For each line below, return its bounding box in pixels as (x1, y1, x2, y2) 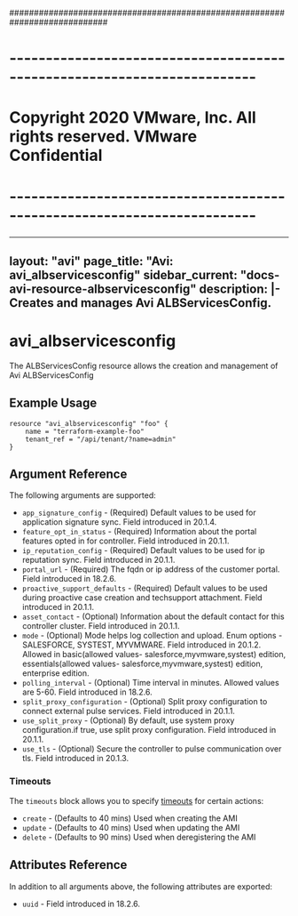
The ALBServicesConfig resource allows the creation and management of (9, 360, 278, 371)
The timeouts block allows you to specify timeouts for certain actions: (9, 795, 264, 806)
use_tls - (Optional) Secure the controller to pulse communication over (21, 743, 282, 754)
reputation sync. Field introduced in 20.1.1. (21, 555, 176, 566)
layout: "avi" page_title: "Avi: (9, 253, 174, 269)
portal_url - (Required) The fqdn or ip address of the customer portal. (21, 564, 280, 575)
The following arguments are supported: (9, 490, 157, 501)
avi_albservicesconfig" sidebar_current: (9, 267, 238, 283)
